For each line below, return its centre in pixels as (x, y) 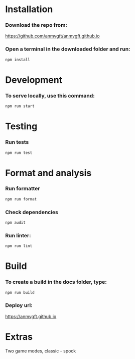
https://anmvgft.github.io (31, 316)
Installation (29, 9)
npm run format (21, 199)
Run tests (17, 142)
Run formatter (23, 189)
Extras (19, 337)
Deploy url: (19, 305)
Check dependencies (32, 212)
